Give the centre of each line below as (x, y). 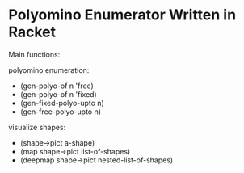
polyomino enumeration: (49, 70)
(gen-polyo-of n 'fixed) (58, 94)
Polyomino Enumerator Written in (122, 15)
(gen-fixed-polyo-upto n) (62, 103)
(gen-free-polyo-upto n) (61, 112)
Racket (32, 32)
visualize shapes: (37, 127)
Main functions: (34, 54)
